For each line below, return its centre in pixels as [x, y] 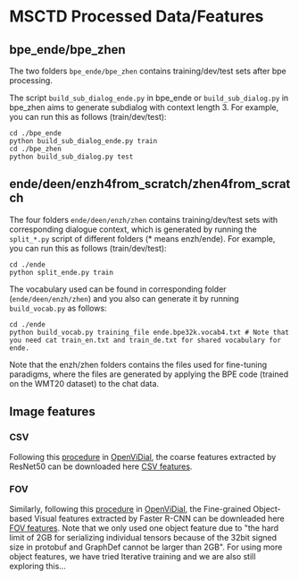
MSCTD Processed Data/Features [137, 17]
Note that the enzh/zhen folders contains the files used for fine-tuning [138, 364]
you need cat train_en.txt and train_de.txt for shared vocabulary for [145, 340]
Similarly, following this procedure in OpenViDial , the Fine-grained [130, 508]
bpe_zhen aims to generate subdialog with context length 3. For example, [144, 107]
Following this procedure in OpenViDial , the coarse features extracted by [143, 456]
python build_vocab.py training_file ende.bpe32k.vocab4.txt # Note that [149, 332]
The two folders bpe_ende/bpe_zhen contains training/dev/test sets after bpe [148, 71]
